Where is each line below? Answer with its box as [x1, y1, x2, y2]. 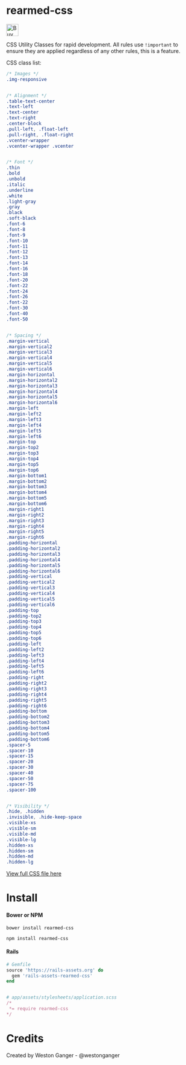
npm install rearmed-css [6, 935, 69, 941]
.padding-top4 [6, 624, 42, 631]
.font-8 [6, 226, 26, 232]
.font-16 [6, 266, 28, 272]
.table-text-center [6, 98, 55, 104]
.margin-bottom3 [6, 484, 47, 490]
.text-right [6, 115, 36, 121]
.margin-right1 [6, 506, 45, 512]
